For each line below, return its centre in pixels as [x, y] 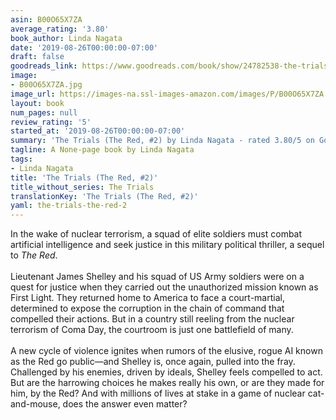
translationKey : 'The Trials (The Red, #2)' [104, 196]
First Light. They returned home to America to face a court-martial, [147, 298]
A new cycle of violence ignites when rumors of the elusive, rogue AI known [166, 351]
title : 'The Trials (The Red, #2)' [84, 177]
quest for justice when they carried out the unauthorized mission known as [164, 287]
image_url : [33, 94]
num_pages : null [44, 112]
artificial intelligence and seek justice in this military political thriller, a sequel [167, 245]
